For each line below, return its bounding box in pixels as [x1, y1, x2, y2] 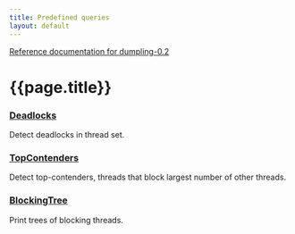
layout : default [9, 21, 70, 30]
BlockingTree [9, 194, 69, 206]
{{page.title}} [9, 77, 112, 97]
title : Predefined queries [9, 13, 110, 22]
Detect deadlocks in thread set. [9, 129, 125, 139]
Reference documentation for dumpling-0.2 [9, 46, 170, 56]
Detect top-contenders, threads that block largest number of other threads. [9, 171, 287, 183]
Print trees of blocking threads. [9, 214, 123, 225]
